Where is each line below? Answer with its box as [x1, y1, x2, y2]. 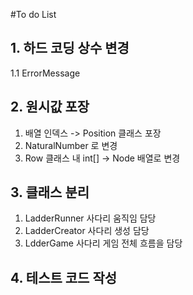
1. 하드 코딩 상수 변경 [10, 40, 130, 57]
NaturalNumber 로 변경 [24, 139, 118, 151]
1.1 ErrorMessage [10, 67, 81, 79]
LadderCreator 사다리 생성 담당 [24, 225, 150, 237]
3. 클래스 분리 [10, 184, 90, 201]
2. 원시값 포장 [10, 99, 90, 116]
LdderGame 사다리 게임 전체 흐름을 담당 [24, 237, 183, 249]
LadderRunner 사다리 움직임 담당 [24, 212, 157, 224]
